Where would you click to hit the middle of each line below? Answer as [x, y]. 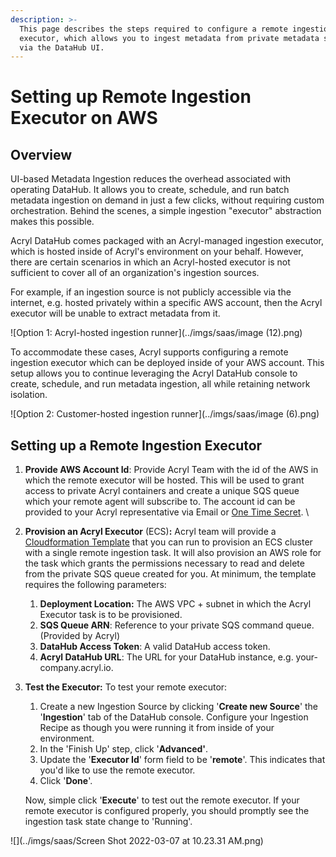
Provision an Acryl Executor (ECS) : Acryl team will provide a [150, 532]
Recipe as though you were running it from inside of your [157, 728]
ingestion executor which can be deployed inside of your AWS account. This [167, 363]
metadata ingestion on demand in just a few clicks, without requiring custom [167, 200]
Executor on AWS [84, 118]
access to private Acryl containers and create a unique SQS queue [162, 491]
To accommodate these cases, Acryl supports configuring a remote [149, 352]
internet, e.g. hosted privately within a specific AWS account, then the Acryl [166, 303]
